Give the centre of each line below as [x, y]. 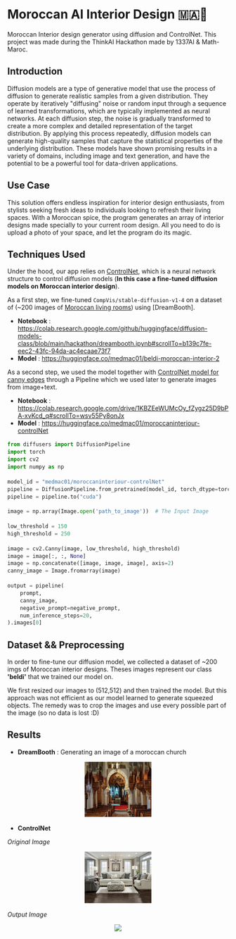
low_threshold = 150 [38, 526]
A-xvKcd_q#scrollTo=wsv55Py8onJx [71, 416]
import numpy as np [36, 467]
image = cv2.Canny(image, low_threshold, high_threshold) [94, 549]
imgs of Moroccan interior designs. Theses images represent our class [110, 669]
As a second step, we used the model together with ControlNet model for [113, 372]
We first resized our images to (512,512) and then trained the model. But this [117, 690]
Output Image [27, 914]
